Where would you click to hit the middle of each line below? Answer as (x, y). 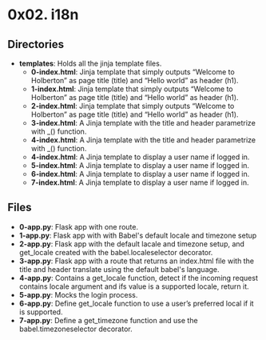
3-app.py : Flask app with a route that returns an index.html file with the (137, 261)
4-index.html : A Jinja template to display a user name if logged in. (140, 157)
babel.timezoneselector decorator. (75, 329)
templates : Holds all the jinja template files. (90, 63)
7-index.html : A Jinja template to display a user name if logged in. (140, 182)
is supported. (41, 312)
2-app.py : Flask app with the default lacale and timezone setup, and (132, 244)
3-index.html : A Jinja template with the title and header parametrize (143, 123)
